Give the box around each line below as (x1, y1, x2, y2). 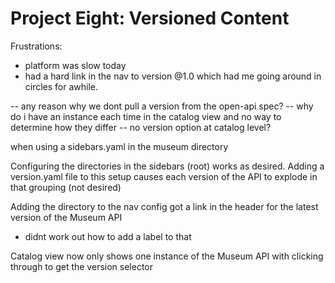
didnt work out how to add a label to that (24, 230, 192, 242)
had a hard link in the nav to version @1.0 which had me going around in (24, 70, 322, 82)
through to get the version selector (10, 260, 153, 272)
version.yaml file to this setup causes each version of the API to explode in (10, 170, 318, 182)
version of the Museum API (10, 211, 123, 223)
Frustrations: (10, 40, 63, 52)
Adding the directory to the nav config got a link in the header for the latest (10, 200, 319, 212)
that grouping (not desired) (10, 181, 122, 193)
